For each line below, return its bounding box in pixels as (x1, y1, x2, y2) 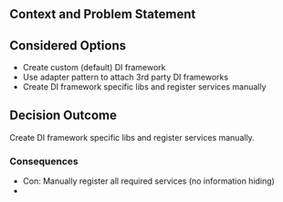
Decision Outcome (9, 108, 117, 123)
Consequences (9, 154, 79, 167)
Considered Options (9, 37, 126, 53)
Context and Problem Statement (9, 6, 196, 22)
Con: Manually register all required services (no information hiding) (22, 175, 276, 186)
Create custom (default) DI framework (22, 62, 166, 72)
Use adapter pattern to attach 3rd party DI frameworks (22, 71, 229, 82)
